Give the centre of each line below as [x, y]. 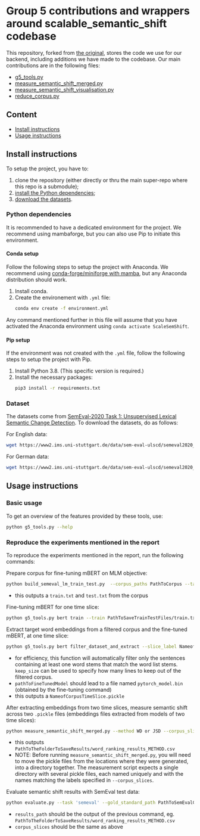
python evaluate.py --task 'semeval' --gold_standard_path [81, 803]
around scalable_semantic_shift [87, 24]
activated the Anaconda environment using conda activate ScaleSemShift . [98, 326]
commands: [21, 561]
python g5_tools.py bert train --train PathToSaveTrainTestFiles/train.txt [102, 618]
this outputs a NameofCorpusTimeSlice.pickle [70, 696]
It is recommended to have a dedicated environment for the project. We [94, 227]
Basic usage [24, 503]
